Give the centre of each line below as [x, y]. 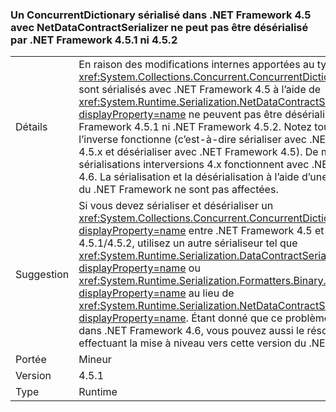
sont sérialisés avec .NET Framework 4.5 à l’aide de [200, 90]
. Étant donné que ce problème [258, 318]
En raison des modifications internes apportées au [196, 65]
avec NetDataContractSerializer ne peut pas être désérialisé [159, 27]
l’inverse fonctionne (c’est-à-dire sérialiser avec [192, 140]
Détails [31, 127]
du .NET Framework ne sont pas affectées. [178, 190]
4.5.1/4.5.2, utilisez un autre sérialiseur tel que [188, 243]
